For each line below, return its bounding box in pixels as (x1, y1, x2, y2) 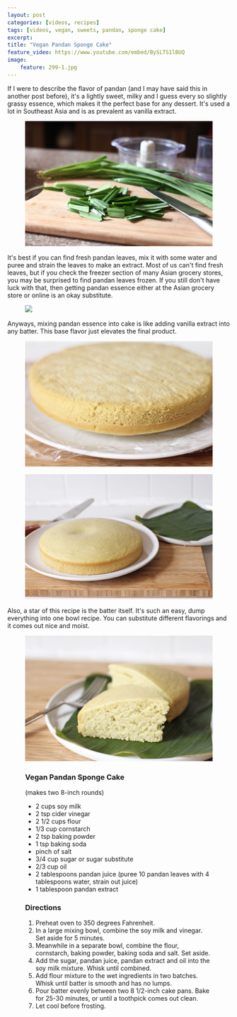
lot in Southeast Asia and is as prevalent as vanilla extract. (7, 106, 177, 115)
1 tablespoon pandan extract (35, 884, 119, 894)
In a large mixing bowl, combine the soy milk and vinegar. (35, 926, 203, 935)
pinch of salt (35, 847, 72, 855)
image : (7, 57, 27, 64)
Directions (25, 902, 62, 912)
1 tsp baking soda (35, 840, 87, 848)
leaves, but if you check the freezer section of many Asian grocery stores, (7, 268, 224, 277)
